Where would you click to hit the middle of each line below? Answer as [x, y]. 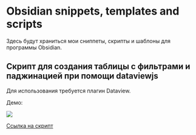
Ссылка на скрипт [30, 125]
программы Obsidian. [34, 47]
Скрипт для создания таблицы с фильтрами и [98, 67]
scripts [24, 24]
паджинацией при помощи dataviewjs [83, 76]
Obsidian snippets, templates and [93, 11]
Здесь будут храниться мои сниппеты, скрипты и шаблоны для [89, 41]
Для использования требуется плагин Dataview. [69, 91]
